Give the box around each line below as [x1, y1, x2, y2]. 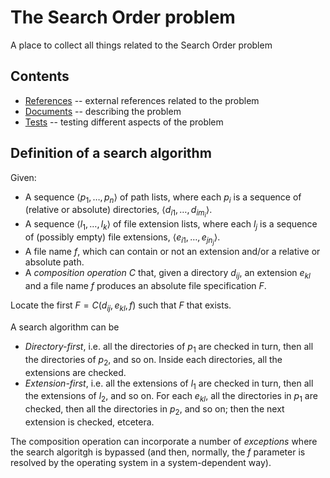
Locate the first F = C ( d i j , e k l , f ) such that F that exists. [10, 299, 232, 313]
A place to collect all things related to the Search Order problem [10, 39, 273, 51]
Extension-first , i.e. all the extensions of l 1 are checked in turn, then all [24, 377, 314, 391]
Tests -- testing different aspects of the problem [24, 116, 224, 128]
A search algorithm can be [10, 321, 120, 333]
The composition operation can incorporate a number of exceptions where [10, 435, 318, 447]
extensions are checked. [24, 366, 127, 378]
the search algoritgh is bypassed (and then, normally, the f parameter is [10, 446, 306, 458]
